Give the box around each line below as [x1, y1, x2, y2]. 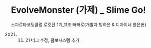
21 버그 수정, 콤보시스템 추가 [25, 37, 80, 43]
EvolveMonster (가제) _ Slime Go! [11, 4, 146, 16]
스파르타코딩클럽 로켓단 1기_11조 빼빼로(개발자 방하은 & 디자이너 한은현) [11, 22, 147, 27]
